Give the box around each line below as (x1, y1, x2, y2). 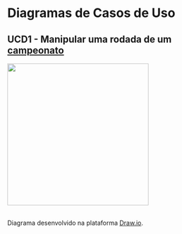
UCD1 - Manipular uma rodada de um (7, 33, 172, 45)
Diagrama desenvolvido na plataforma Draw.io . (7, 218, 143, 227)
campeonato (7, 44, 65, 56)
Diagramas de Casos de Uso (7, 5, 176, 21)
